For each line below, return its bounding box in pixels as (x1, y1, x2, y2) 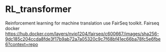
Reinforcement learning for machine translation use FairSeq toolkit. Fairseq (5, 20, 159, 26)
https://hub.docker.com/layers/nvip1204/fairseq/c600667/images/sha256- (5, 30, 159, 36)
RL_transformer (5, 3, 71, 15)
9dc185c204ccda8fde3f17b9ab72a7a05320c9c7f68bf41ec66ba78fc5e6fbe (5, 36, 161, 42)
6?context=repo (5, 41, 38, 47)
